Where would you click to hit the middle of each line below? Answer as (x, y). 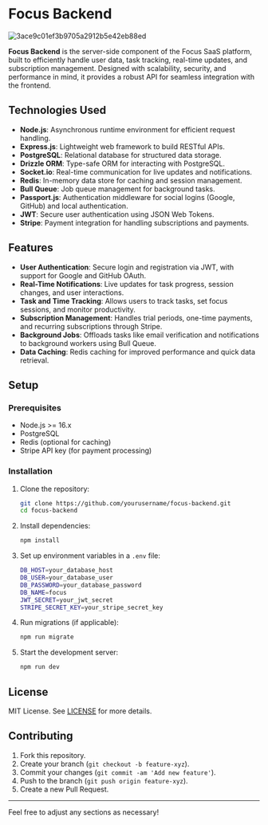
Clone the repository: (55, 489)
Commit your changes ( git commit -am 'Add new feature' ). (118, 772)
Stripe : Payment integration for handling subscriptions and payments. (134, 222)
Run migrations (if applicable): (69, 623)
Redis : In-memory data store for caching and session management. (131, 180)
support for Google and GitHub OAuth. (83, 275)
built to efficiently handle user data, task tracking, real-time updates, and (128, 60)
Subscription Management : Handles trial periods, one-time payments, (136, 318)
